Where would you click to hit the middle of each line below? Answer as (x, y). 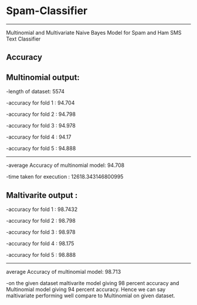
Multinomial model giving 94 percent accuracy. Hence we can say (86, 289)
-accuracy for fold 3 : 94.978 (41, 126)
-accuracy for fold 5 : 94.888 (41, 149)
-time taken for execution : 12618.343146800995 (65, 177)
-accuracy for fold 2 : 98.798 (41, 220)
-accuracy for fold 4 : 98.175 (40, 243)
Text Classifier (23, 39)
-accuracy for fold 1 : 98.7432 (42, 209)
